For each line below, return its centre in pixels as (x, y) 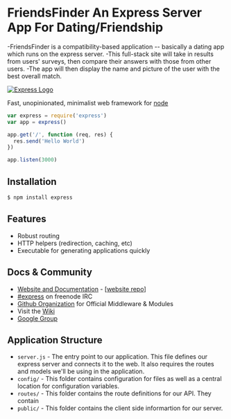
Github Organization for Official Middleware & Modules (95, 303)
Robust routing (38, 235)
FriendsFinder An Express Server (105, 13)
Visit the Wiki (36, 311)
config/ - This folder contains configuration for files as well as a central (119, 379)
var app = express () (37, 122)
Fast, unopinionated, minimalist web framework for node (88, 102)
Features (27, 219)
